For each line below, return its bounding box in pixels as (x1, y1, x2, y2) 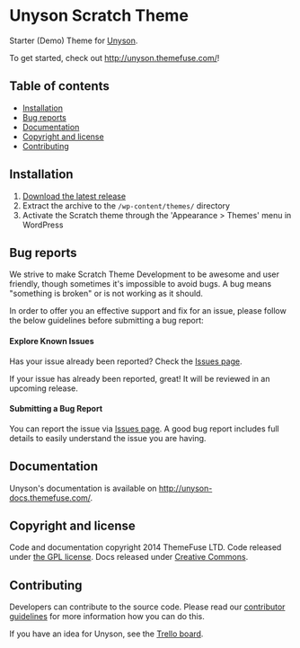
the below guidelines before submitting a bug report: (9, 315, 204, 326)
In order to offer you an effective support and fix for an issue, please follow (9, 306, 287, 316)
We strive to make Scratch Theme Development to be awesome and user (9, 269, 280, 280)
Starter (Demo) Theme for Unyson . (9, 35, 138, 46)
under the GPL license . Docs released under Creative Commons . (9, 552, 249, 563)
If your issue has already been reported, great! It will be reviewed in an (9, 373, 270, 384)
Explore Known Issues (9, 335, 94, 346)
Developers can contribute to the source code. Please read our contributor (9, 601, 286, 612)
